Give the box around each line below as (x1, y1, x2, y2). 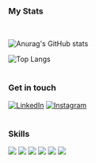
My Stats (8, 6, 44, 17)
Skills (8, 129, 30, 140)
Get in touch (8, 82, 57, 93)
